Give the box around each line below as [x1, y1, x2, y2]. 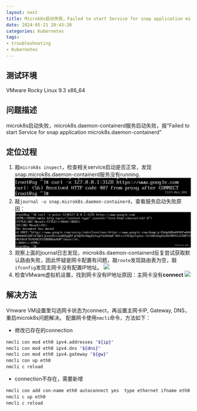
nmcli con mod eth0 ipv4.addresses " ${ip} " [6, 339, 114, 345]
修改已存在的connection [14, 326, 73, 333]
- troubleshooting [6, 41, 51, 46]
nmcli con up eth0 [6, 357, 51, 364]
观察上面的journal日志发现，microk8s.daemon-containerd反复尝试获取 [14, 249, 186, 256]
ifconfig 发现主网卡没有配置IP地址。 [14, 263, 103, 270]
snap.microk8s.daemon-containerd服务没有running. [14, 171, 141, 178]
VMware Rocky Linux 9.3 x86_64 [6, 86, 86, 93]
